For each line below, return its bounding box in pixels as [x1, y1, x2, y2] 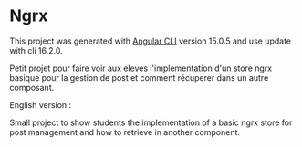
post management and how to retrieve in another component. [9, 126, 240, 137]
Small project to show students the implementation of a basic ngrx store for [9, 117, 293, 128]
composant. [9, 82, 55, 93]
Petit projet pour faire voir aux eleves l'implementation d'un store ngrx [9, 63, 272, 73]
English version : [9, 99, 72, 110]
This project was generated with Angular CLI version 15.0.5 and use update [9, 35, 292, 46]
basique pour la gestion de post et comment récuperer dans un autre [9, 72, 269, 83]
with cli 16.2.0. [9, 44, 64, 55]
